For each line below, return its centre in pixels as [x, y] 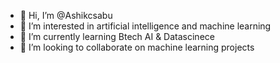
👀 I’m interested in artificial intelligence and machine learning [145, 26]
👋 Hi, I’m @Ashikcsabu [66, 15]
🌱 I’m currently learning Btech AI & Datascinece [117, 36]
